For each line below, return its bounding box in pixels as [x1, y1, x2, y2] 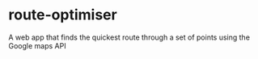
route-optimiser [8, 6, 117, 24]
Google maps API [8, 40, 66, 50]
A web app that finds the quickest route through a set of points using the [8, 32, 251, 42]
